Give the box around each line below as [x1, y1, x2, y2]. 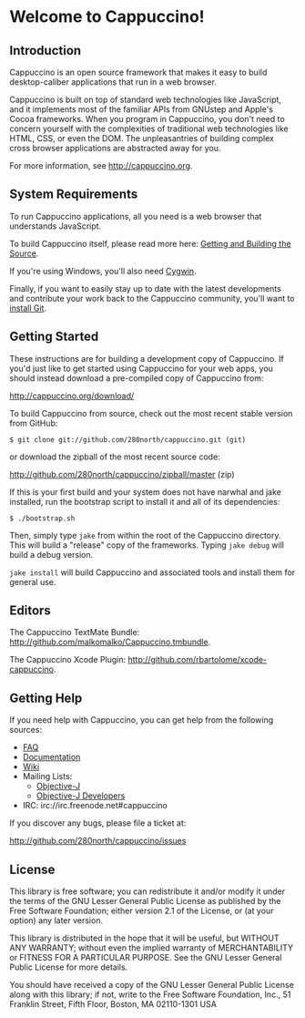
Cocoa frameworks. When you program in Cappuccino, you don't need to [9, 114, 285, 124]
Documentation [22, 752, 81, 763]
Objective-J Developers [36, 790, 126, 801]
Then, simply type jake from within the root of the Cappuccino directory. [9, 530, 281, 540]
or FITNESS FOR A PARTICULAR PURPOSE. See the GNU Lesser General [9, 952, 282, 963]
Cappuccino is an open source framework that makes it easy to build [9, 67, 268, 77]
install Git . [9, 303, 47, 314]
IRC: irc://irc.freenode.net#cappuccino [22, 800, 168, 811]
